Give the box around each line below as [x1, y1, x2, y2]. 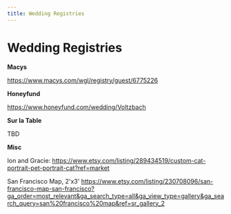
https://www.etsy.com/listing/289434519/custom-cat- [52, 156, 206, 164]
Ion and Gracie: [7, 156, 51, 164]
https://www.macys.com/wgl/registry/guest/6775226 [7, 76, 159, 84]
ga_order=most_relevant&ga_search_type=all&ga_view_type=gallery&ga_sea [7, 191, 225, 200]
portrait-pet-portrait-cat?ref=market [7, 164, 110, 172]
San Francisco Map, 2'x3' [7, 177, 80, 185]
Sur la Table [7, 116, 42, 124]
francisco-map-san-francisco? [7, 184, 95, 193]
